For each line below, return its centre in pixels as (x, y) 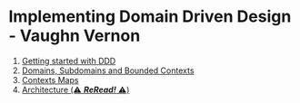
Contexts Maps (50, 80)
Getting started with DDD (69, 61)
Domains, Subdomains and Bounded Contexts (108, 70)
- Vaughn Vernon (75, 36)
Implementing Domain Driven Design (150, 17)
